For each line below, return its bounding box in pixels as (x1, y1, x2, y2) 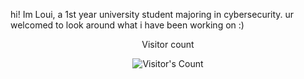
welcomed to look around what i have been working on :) (10, 19, 245, 31)
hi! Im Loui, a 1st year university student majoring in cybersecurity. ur (10, 9, 295, 20)
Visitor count (141, 39, 195, 50)
